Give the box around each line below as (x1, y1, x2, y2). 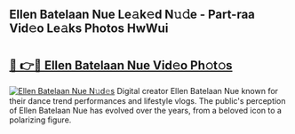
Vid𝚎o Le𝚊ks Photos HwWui (9, 21, 169, 36)
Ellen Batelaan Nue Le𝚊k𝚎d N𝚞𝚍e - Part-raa (9, 7, 256, 22)
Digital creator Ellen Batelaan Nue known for (116, 86, 278, 96)
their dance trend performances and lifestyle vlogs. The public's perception (9, 96, 286, 106)
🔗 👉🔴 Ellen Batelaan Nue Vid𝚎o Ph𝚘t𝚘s (9, 58, 233, 73)
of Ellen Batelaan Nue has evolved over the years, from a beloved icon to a (9, 106, 283, 115)
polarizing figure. (9, 114, 72, 125)
